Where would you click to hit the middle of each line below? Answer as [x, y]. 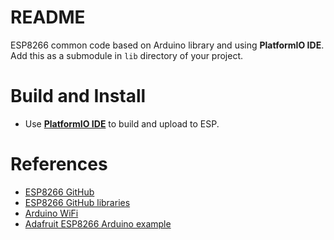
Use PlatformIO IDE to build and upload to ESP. [122, 123]
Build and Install [78, 96]
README [48, 17]
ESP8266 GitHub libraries [77, 202]
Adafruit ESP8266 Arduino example [98, 223]
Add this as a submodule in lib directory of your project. [127, 55]
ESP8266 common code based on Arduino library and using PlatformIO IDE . [167, 45]
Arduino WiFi [51, 213]
